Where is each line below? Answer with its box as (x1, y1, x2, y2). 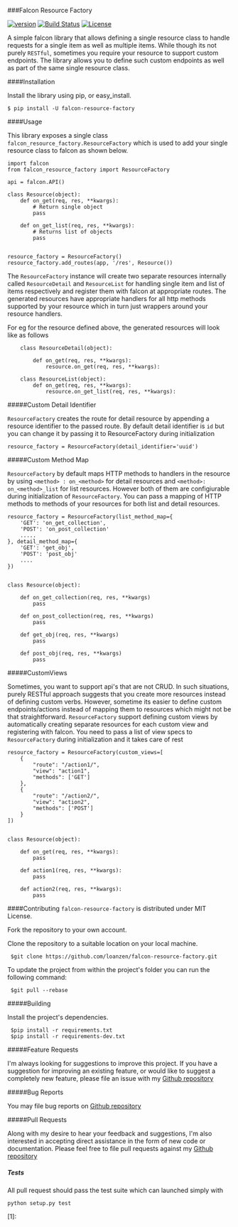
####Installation (7, 77, 55, 86)
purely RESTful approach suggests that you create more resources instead (7, 690, 226, 698)
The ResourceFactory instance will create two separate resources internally (7, 272, 227, 280)
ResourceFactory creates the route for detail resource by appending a (7, 415, 210, 422)
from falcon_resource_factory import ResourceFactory (7, 166, 171, 173)
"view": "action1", (33, 768, 91, 775)
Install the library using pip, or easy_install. (7, 92, 131, 99)
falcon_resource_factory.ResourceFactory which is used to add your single (7, 138, 228, 147)
